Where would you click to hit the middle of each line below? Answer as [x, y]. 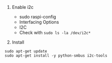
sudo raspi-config [38, 17]
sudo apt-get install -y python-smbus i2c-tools [56, 56]
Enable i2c [23, 7]
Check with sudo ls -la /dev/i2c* [55, 32]
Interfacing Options [39, 22]
